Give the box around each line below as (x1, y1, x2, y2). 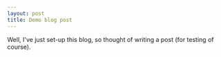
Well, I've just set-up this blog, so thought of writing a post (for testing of (7, 35, 214, 43)
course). (7, 43, 31, 51)
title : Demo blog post (7, 16, 73, 23)
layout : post (7, 10, 45, 17)
